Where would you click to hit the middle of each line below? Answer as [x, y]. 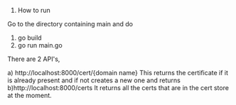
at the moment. [29, 95]
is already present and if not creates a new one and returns [94, 80]
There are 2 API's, [34, 59]
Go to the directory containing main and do [70, 24]
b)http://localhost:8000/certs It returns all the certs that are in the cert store [118, 88]
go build [29, 38]
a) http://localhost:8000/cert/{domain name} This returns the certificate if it [118, 73]
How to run [34, 10]
